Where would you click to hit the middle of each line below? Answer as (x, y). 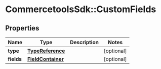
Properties (22, 28)
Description (84, 42)
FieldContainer (46, 59)
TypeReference (46, 51)
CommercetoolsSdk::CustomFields (81, 9)
